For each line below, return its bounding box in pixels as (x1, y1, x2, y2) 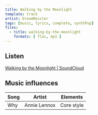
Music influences (5, 79, 58, 87)
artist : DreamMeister (5, 16, 49, 21)
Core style (60, 101, 84, 108)
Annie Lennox (24, 101, 56, 108)
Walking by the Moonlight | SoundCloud (5, 65, 84, 71)
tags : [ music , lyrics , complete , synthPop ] (5, 20, 94, 26)
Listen (5, 52, 24, 61)
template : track (5, 12, 38, 16)
